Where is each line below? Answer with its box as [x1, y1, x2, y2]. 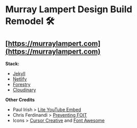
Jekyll [12, 70, 26, 76]
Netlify [12, 76, 27, 82]
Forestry [12, 82, 31, 87]
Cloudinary [12, 87, 36, 93]
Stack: [5, 61, 19, 67]
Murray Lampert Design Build [5, 4, 132, 15]
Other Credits [5, 97, 35, 103]
